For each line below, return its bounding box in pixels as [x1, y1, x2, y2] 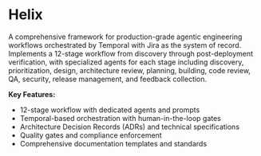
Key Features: [8, 89, 56, 99]
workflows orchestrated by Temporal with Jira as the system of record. [8, 40, 242, 49]
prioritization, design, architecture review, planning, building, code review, [8, 65, 251, 75]
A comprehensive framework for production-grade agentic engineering [8, 32, 243, 41]
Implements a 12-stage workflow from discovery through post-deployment [8, 49, 254, 58]
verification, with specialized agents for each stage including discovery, [8, 57, 244, 67]
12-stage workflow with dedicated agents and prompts [19, 105, 200, 115]
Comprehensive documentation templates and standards [19, 138, 208, 148]
